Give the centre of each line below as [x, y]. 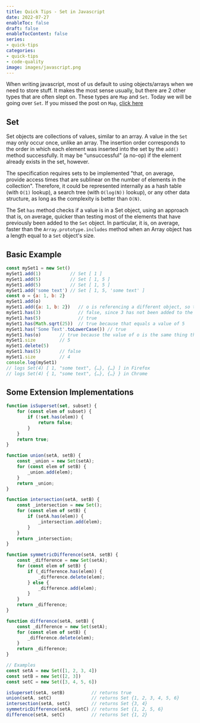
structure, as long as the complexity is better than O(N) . [74, 199]
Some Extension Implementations [70, 392]
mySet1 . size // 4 [38, 357]
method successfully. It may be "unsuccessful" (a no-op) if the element [94, 155]
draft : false [22, 28]
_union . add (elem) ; [50, 472]
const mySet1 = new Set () [38, 268]
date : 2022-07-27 [28, 17]
